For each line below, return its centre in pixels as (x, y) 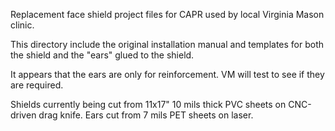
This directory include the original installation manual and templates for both (167, 44)
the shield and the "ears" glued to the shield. (102, 55)
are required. (37, 85)
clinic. (22, 25)
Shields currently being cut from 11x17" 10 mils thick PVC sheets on (148, 104)
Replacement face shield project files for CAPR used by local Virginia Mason (167, 14)
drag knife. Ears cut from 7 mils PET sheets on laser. (146, 115)
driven (23, 115)
